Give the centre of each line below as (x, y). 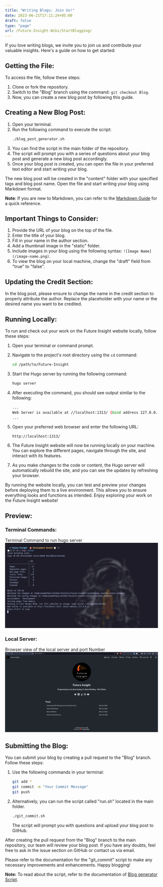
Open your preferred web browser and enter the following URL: (75, 427)
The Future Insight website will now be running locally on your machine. (84, 445)
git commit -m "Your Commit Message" (50, 787)
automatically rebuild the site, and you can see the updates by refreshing (85, 470)
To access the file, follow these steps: (43, 77)
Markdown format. (24, 189)
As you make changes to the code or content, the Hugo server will (78, 465)
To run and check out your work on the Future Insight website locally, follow (81, 331)
